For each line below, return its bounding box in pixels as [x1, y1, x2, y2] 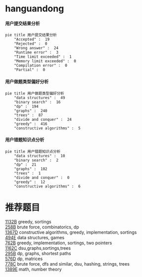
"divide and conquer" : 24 [14, 117, 72, 122]
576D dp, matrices [5, 256, 43, 262]
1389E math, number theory [5, 266, 62, 272]
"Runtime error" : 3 [14, 50, 58, 55]
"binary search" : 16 [14, 99, 61, 104]
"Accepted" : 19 [14, 37, 50, 42]
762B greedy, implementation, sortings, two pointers [5, 240, 112, 246]
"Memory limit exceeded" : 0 [14, 59, 77, 64]
